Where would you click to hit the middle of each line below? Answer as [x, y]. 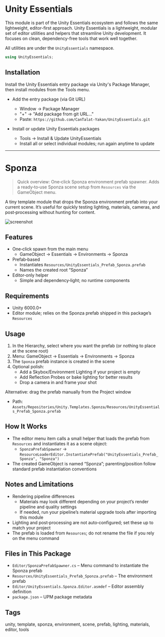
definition [22, 592]
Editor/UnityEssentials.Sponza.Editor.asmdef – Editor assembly [78, 586]
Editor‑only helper [30, 275]
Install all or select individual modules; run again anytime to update [87, 143]
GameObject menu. [37, 192]
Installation [23, 72]
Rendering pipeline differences [43, 496]
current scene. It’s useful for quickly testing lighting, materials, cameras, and [82, 207]
